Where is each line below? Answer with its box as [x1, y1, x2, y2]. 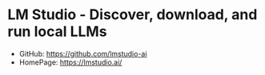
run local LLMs [7, 22, 107, 41]
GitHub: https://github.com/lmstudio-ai [18, 49, 147, 58]
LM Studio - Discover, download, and [7, 6, 258, 24]
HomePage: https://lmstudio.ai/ [18, 57, 122, 67]
